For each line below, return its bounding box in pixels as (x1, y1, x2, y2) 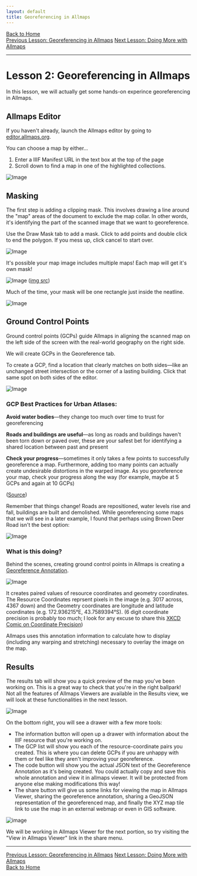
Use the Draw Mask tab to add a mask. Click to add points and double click (6, 230, 188, 238)
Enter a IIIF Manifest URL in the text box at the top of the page (14, 156, 164, 163)
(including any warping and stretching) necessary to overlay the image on (6, 638, 185, 646)
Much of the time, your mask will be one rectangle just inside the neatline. (6, 289, 185, 296)
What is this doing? (6, 547, 63, 556)
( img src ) (28, 277, 50, 284)
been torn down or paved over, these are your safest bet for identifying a (6, 437, 182, 444)
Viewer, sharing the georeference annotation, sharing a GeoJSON (14, 793, 174, 800)
